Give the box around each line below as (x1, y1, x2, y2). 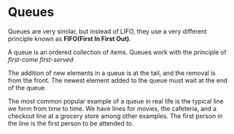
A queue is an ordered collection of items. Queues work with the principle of (8, 48, 227, 56)
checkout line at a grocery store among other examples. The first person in (8, 112, 224, 120)
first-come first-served (8, 55, 74, 63)
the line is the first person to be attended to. (8, 119, 134, 127)
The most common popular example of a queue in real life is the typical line (8, 97, 224, 105)
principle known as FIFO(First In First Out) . (8, 34, 132, 42)
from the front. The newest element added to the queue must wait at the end (8, 76, 228, 84)
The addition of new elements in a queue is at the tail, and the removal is (8, 69, 216, 77)
